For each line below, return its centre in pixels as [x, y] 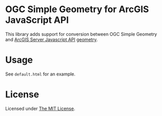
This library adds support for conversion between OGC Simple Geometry [81, 34]
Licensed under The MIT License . [40, 108]
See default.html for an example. [40, 74]
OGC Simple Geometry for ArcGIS [77, 9]
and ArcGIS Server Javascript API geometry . [51, 40]
